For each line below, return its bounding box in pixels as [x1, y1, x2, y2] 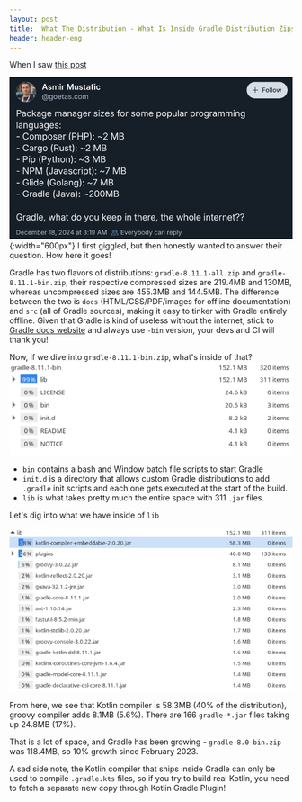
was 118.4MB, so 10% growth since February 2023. [9, 745, 199, 756]
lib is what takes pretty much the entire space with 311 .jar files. [22, 492, 265, 503]
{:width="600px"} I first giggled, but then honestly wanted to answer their [9, 240, 283, 251]
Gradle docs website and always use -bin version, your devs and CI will [9, 325, 275, 336]
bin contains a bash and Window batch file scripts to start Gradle [22, 464, 263, 474]
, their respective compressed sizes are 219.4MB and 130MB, [66, 277, 292, 288]
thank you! [9, 334, 49, 346]
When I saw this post [9, 59, 87, 70]
